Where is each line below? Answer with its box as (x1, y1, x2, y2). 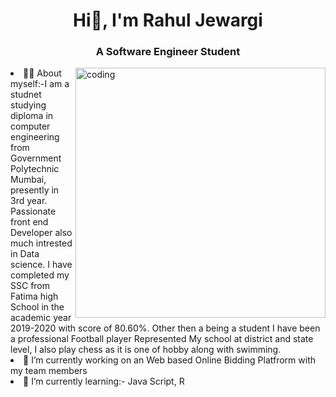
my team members (10, 365, 88, 377)
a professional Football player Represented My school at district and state (10, 333, 314, 345)
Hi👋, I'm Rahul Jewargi (73, 9, 263, 32)
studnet (10, 89, 42, 101)
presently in (10, 184, 60, 196)
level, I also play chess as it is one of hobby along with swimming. (10, 344, 282, 356)
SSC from (10, 280, 51, 292)
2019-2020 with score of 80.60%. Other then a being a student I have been (10, 322, 321, 334)
